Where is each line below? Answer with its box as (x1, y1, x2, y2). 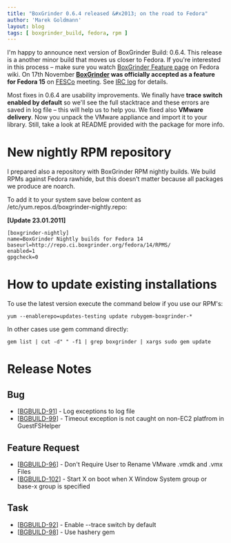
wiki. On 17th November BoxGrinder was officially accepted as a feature (7, 70, 215, 79)
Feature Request (7, 441, 80, 453)
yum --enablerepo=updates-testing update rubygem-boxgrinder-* (7, 313, 193, 320)
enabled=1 (7, 248, 36, 255)
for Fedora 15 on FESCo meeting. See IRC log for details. (7, 77, 168, 86)
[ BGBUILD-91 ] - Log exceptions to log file (17, 407, 136, 415)
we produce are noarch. (7, 182, 76, 191)
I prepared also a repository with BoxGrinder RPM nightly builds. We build (7, 167, 216, 176)
